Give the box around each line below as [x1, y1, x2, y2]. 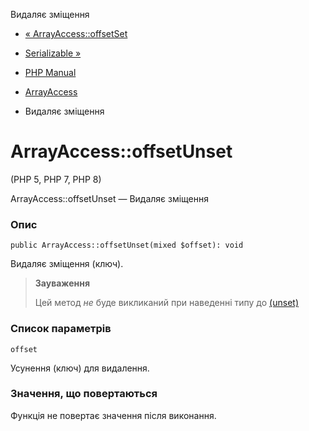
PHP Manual [24, 67, 77, 78]
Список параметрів [10, 322, 112, 336]
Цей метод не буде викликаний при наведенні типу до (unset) [34, 297, 299, 309]
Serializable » [24, 47, 82, 59]
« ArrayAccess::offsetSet [24, 28, 128, 39]
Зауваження [34, 277, 90, 289]
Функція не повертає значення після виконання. [10, 409, 217, 421]
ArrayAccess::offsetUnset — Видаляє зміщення [10, 192, 210, 204]
